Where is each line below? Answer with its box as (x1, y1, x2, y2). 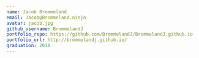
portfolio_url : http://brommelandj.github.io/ (6, 37, 127, 43)
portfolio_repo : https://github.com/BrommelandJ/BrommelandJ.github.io (6, 31, 193, 37)
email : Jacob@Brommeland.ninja (6, 14, 86, 21)
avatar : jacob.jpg (6, 20, 53, 26)
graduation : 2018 (6, 43, 51, 49)
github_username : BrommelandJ (6, 25, 84, 32)
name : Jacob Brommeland (6, 8, 67, 15)
